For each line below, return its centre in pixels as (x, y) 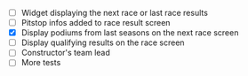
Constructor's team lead (65, 53)
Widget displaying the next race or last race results (114, 13)
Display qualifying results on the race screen (103, 42)
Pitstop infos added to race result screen (96, 23)
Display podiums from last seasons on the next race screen (130, 33)
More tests (41, 63)
